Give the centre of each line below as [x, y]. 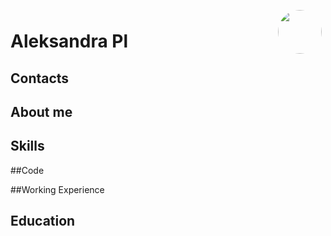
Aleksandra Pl [69, 41]
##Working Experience [57, 189]
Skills [27, 146]
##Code [27, 170]
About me [41, 111]
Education [43, 221]
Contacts [40, 78]
